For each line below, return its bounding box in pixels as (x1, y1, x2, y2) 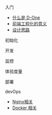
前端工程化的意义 (12, 21, 47, 26)
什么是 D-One (12, 15, 40, 21)
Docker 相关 (12, 105, 37, 111)
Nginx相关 (12, 99, 33, 104)
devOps (5, 89, 21, 94)
